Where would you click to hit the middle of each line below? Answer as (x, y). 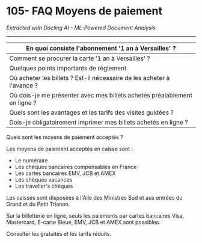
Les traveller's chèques (44, 186)
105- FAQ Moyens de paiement (84, 11)
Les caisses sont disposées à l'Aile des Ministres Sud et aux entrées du (94, 197)
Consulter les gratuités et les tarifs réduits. (59, 233)
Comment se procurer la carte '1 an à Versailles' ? (80, 58)
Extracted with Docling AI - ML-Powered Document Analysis (81, 28)
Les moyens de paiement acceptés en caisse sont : (70, 149)
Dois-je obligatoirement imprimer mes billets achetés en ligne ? (99, 122)
